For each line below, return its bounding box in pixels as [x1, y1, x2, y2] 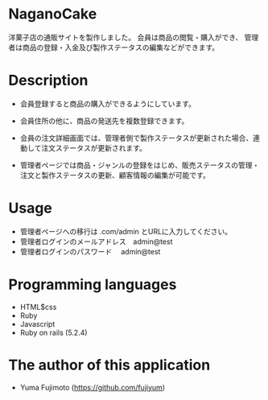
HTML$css [19, 302, 57, 311]
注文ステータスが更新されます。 [41, 142, 146, 153]
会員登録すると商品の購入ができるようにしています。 [19, 98, 196, 109]
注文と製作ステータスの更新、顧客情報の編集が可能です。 [19, 170, 211, 179]
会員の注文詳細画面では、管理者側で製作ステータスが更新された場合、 [19, 133, 254, 142]
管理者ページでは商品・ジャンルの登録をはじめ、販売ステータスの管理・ [19, 160, 260, 170]
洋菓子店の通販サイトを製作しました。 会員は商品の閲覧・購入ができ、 [8, 32, 243, 42]
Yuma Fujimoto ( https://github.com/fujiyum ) [19, 382, 166, 392]
